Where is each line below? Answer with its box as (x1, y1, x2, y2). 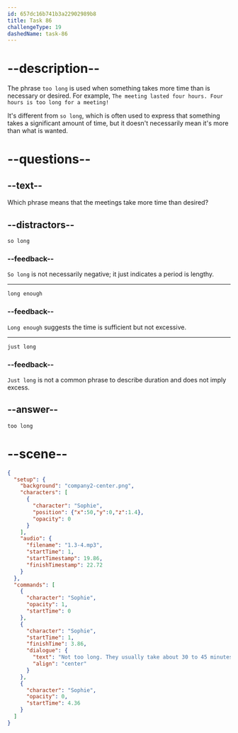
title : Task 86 (7, 17, 52, 24)
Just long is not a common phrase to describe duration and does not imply (7, 375, 227, 384)
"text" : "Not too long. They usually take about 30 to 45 (33, 654, 208, 661)
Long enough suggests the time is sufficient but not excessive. (7, 323, 186, 331)
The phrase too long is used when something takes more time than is (7, 84, 210, 93)
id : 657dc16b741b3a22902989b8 (7, 10, 97, 18)
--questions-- (7, 152, 91, 167)
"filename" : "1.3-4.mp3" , (25, 542, 103, 549)
